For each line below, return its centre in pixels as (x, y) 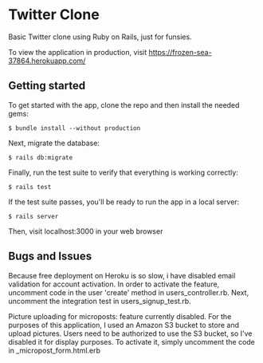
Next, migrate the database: (54, 143)
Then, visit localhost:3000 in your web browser (86, 231)
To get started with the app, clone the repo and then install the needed (124, 105)
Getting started (47, 86)
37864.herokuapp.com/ (47, 61)
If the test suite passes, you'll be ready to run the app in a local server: (124, 202)
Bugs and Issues (50, 256)
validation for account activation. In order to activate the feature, (114, 284)
